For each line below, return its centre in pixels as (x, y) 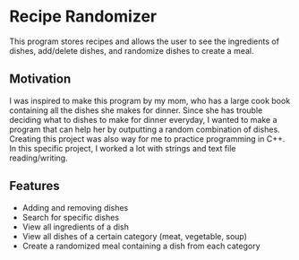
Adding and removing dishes (75, 207)
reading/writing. (39, 158)
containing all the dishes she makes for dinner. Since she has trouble (136, 110)
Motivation (40, 79)
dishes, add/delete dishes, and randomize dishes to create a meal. (132, 50)
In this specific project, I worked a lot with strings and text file (123, 148)
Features (34, 186)
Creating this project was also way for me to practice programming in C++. (147, 139)
